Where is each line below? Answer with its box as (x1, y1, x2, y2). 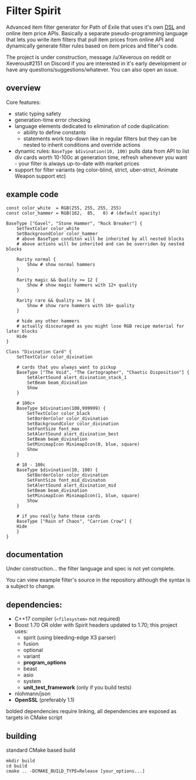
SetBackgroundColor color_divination (27, 421, 119, 427)
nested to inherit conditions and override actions (23, 141, 140, 148)
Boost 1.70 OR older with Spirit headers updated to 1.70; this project (14, 622, 177, 629)
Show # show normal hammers (27, 261, 95, 268)
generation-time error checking (14, 116, 91, 123)
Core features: (6, 99, 41, 106)
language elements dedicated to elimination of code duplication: (14, 122, 170, 130)
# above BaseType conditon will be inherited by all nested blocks (16, 236, 184, 242)
